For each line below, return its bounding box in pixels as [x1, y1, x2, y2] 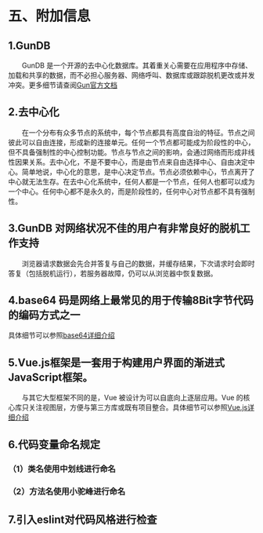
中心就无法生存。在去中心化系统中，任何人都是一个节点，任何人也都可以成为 [8, 177, 255, 186]
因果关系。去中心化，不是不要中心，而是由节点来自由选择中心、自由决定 [14, 157, 248, 166]
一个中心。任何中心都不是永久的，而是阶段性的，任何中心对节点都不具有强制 [8, 186, 255, 196]
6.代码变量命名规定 [8, 437, 101, 451]
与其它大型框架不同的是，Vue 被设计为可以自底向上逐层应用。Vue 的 [22, 393, 244, 403]
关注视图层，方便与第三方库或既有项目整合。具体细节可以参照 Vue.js [28, 403, 248, 412]
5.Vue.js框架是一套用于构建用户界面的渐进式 [8, 356, 225, 369]
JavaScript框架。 [8, 371, 94, 384]
